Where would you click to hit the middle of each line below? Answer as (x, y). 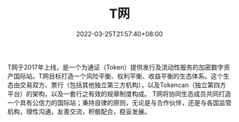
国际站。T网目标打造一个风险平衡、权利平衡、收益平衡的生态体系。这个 (118, 76)
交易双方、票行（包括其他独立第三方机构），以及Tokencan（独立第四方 (123, 84)
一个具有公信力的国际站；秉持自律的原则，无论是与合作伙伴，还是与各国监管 (119, 102)
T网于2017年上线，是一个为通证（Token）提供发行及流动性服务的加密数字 (116, 67)
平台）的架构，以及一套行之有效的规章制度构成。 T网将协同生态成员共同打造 (119, 94)
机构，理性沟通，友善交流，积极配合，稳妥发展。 (79, 111)
